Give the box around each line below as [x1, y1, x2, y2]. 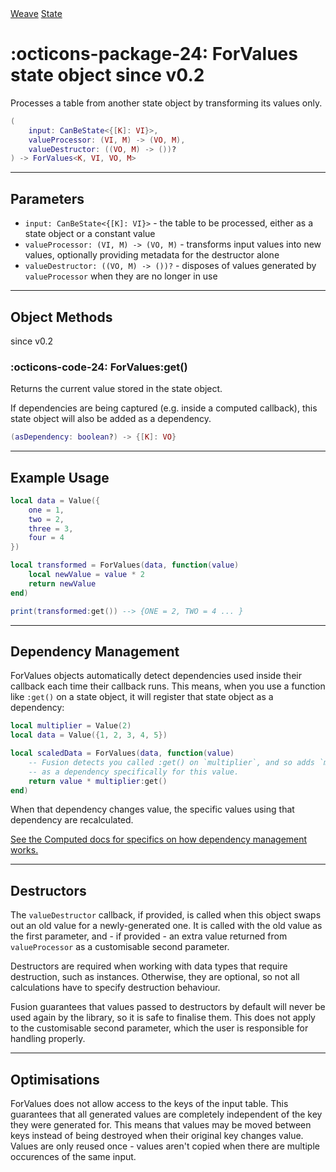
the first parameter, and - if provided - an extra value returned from [10, 930, 288, 942]
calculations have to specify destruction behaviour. [10, 982, 221, 994]
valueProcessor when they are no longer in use [24, 270, 218, 282]
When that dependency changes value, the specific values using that [10, 803, 295, 816]
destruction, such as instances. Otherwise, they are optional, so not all [10, 971, 300, 983]
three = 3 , [28, 523, 74, 534]
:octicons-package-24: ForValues [10, 43, 298, 66]
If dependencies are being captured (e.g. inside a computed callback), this [10, 402, 318, 414]
